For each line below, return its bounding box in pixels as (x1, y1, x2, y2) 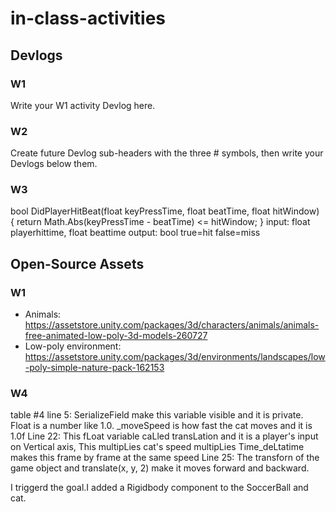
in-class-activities (10, 7, 167, 30)
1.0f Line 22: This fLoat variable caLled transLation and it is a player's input (10, 430, 319, 442)
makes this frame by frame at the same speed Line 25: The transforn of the (10, 452, 320, 464)
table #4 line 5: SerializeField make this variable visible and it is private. (10, 409, 304, 421)
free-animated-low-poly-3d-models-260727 (24, 330, 208, 342)
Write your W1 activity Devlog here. (10, 99, 156, 111)
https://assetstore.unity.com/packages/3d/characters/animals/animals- (24, 319, 320, 331)
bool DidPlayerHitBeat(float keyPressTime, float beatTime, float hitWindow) (10, 205, 320, 217)
